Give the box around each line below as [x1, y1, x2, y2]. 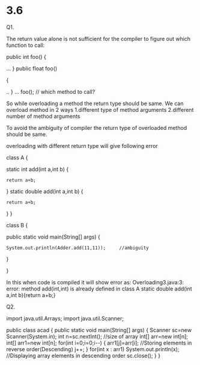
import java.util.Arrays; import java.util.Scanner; [6, 314, 124, 322]
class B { [6, 221, 28, 229]
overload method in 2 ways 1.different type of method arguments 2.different [6, 106, 194, 113]
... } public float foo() [6, 64, 58, 72]
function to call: [6, 41, 45, 49]
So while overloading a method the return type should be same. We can [6, 100, 184, 107]
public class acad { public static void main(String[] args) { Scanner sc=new [6, 326, 192, 334]
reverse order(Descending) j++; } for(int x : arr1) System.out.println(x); [6, 345, 180, 352]
